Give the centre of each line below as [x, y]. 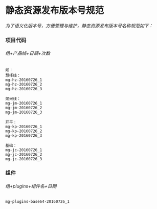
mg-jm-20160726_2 [24, 108]
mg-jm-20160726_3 [24, 112]
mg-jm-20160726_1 [24, 103]
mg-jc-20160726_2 [24, 155]
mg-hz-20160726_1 [24, 80]
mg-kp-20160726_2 [24, 131]
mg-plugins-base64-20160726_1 [38, 202]
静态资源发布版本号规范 [55, 11]
